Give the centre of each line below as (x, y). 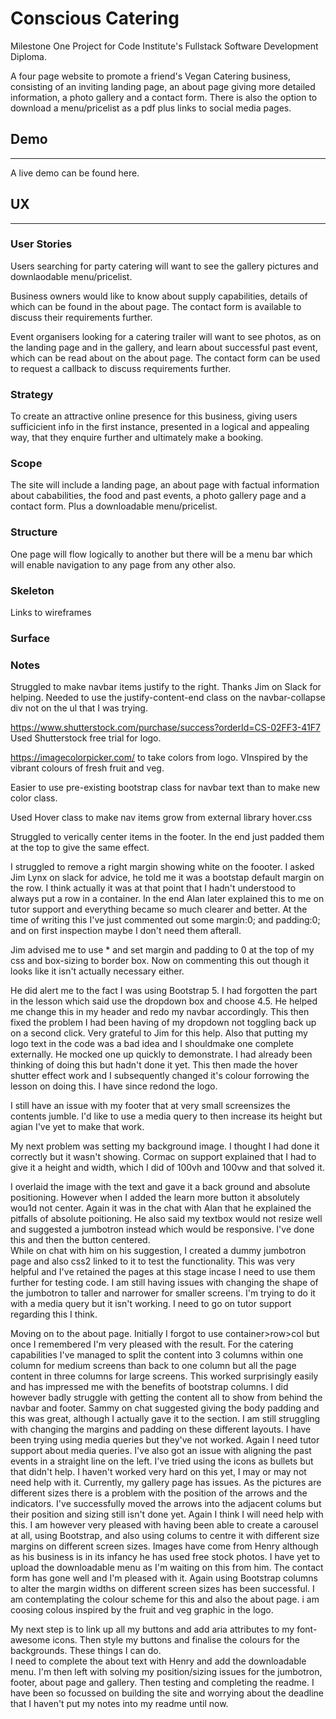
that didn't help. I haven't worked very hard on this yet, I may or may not (158, 1472)
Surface (30, 638)
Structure (34, 532)
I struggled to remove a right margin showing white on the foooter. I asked (162, 867)
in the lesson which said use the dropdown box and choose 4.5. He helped (164, 1001)
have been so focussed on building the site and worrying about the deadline (167, 1693)
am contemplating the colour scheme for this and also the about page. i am (165, 1599)
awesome (30, 1640)
